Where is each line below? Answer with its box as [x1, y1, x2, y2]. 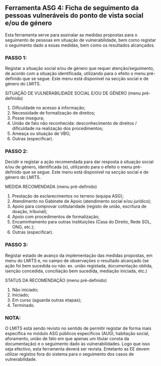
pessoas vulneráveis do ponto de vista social [5, 12, 144, 20]
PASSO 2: [5, 148, 28, 155]
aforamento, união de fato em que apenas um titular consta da [5, 336, 130, 341]
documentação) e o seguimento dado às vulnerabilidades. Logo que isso [5, 341, 150, 347]
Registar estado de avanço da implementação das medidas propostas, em [5, 252, 153, 258]
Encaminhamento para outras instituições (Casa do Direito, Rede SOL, [12, 219, 151, 225]
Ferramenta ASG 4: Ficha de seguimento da [5, 4, 139, 12]
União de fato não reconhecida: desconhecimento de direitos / [12, 120, 137, 126]
